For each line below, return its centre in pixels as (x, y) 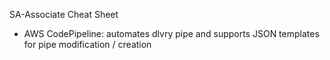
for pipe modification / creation (87, 44)
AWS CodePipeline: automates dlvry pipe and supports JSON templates (171, 33)
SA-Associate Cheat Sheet (64, 14)
